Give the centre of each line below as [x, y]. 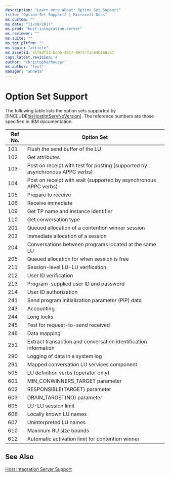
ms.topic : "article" [27, 48]
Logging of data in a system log [65, 356]
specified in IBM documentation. [39, 121]
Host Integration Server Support [39, 469]
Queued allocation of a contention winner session [86, 228]
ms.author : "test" [25, 67]
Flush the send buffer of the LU [64, 149]
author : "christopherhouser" [36, 62]
